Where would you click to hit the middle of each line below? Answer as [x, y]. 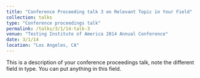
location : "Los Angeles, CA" [43, 46]
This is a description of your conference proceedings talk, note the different [100, 62]
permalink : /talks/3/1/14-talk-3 [48, 28]
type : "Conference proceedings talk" [54, 23]
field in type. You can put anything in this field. [64, 68]
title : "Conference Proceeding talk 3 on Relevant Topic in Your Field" [99, 12]
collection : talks [29, 17]
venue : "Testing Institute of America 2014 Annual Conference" [87, 34]
